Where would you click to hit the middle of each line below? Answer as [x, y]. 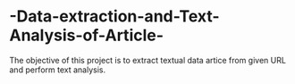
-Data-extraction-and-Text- [115, 17]
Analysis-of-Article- [86, 35]
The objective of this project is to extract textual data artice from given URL [147, 60]
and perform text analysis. [57, 70]
